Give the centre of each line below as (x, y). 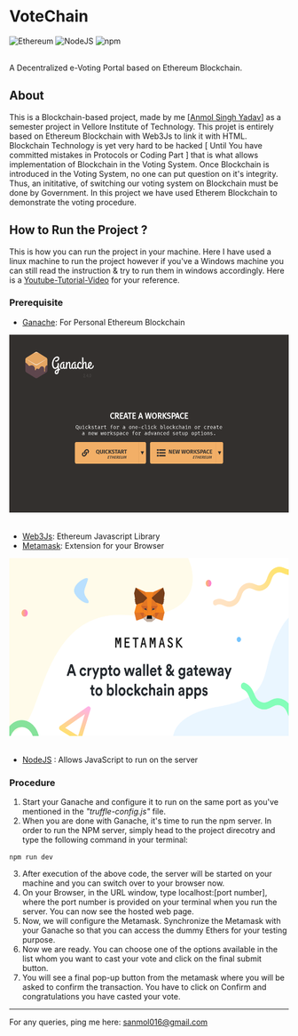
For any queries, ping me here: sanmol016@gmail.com (109, 1022)
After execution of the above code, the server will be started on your (147, 874)
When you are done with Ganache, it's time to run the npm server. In (147, 821)
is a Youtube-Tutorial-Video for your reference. (94, 280)
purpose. (39, 940)
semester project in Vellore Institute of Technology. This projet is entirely (141, 126)
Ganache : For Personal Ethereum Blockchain (103, 322)
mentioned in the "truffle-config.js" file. (94, 812)
